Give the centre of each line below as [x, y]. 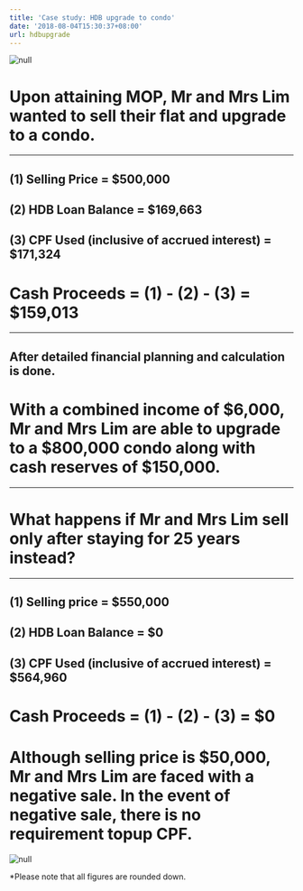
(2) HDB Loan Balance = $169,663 [106, 210]
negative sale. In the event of [120, 796]
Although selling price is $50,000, [140, 758]
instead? [43, 558]
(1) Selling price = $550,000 [89, 602]
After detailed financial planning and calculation [147, 357]
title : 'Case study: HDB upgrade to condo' [92, 18]
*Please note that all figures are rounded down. [98, 877]
